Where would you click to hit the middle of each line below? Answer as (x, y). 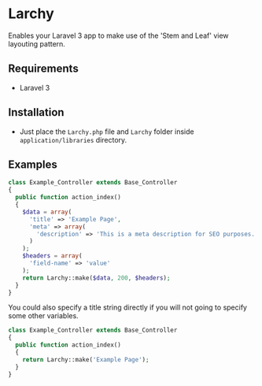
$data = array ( (47, 212)
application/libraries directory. (73, 139)
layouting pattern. (37, 43)
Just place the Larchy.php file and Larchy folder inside (107, 132)
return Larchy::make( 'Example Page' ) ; (86, 359)
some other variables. (43, 316)
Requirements (43, 69)
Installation (36, 112)
